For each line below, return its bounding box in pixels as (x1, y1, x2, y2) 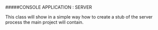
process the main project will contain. (5, 19, 84, 25)
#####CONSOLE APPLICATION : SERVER (5, 4, 92, 10)
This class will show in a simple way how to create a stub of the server (5, 14, 153, 19)
